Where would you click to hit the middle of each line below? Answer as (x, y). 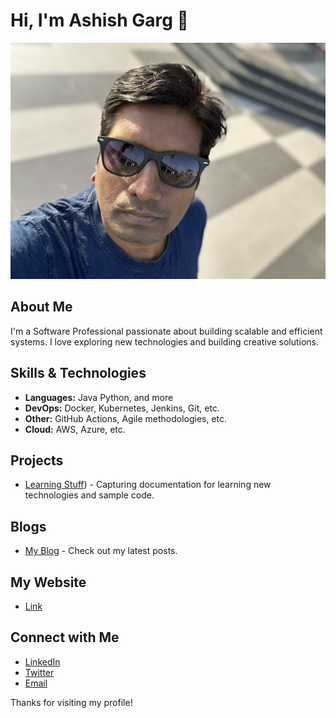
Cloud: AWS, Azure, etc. (75, 429)
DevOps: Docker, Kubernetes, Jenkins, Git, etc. (122, 408)
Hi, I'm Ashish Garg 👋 (99, 20)
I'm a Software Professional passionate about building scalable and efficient (166, 331)
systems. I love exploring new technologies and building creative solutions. (165, 341)
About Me (41, 307)
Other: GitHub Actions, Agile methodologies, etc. (126, 418)
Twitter (39, 672)
